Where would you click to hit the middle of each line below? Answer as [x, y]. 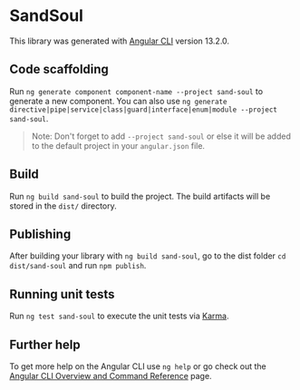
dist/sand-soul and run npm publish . [78, 266]
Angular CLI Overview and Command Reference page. [111, 376]
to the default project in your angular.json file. [118, 145]
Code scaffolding [59, 69]
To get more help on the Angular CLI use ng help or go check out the [138, 366]
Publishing [40, 234]
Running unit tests [62, 294]
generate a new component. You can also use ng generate [118, 101]
